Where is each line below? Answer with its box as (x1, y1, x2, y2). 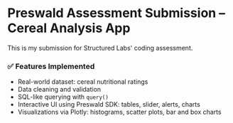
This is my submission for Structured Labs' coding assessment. (7, 43, 193, 52)
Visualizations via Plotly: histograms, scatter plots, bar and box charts (17, 108, 222, 117)
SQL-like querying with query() (17, 92, 109, 101)
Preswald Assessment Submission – (7, 5, 226, 21)
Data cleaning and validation (17, 85, 102, 94)
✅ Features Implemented (7, 61, 95, 71)
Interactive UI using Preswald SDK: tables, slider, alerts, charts (17, 100, 200, 109)
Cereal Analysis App (7, 20, 131, 36)
